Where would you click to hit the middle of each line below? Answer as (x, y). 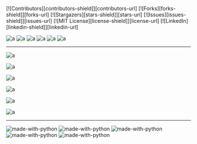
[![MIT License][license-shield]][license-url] (106, 21)
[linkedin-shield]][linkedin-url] (42, 27)
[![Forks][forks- (157, 8)
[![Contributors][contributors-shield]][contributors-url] (72, 8)
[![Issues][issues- (165, 15)
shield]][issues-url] (29, 21)
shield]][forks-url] (28, 15)
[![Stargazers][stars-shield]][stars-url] (96, 15)
